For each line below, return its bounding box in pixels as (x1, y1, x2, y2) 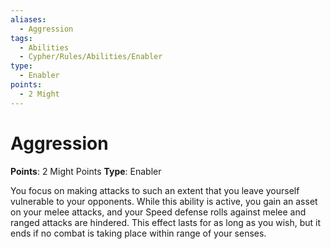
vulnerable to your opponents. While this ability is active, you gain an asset (10, 195, 318, 207)
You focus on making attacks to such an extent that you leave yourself (10, 184, 300, 196)
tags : (10, 33, 33, 43)
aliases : (10, 14, 47, 25)
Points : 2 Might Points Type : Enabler (10, 165, 162, 177)
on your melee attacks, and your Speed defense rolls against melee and (10, 206, 307, 218)
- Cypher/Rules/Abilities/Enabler (19, 52, 163, 62)
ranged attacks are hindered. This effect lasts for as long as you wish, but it (10, 216, 322, 228)
